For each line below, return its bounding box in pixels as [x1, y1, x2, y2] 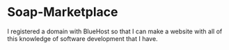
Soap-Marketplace [7, 4, 118, 20]
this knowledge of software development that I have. [7, 34, 158, 42]
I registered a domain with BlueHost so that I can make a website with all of [7, 27, 223, 35]
